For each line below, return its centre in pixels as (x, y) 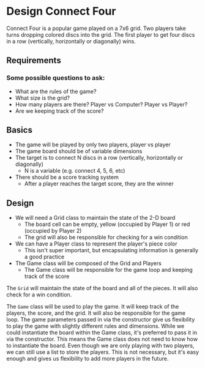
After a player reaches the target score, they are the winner (99, 184)
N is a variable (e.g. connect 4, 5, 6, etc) (75, 171)
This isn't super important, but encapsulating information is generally (111, 250)
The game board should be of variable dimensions (79, 151)
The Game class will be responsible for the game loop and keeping (108, 270)
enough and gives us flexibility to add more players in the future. (88, 359)
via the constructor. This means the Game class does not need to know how (102, 339)
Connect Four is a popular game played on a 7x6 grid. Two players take (96, 28)
